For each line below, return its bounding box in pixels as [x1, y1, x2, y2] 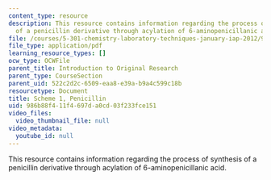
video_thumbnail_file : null [15, 117, 110, 125]
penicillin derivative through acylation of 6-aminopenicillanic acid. [8, 162, 227, 172]
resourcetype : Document [8, 86, 89, 95]
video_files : [8, 110, 52, 118]
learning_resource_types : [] [8, 49, 106, 57]
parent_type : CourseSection [8, 72, 103, 80]
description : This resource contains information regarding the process [8, 19, 258, 27]
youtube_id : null [15, 132, 74, 140]
